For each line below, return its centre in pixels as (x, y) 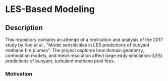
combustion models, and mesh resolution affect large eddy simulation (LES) (84, 55)
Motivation (19, 73)
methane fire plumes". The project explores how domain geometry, (75, 50)
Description (24, 28)
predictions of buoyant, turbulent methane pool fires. (60, 61)
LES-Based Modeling (50, 9)
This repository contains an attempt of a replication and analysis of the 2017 (84, 39)
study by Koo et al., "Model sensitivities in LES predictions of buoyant (77, 45)
